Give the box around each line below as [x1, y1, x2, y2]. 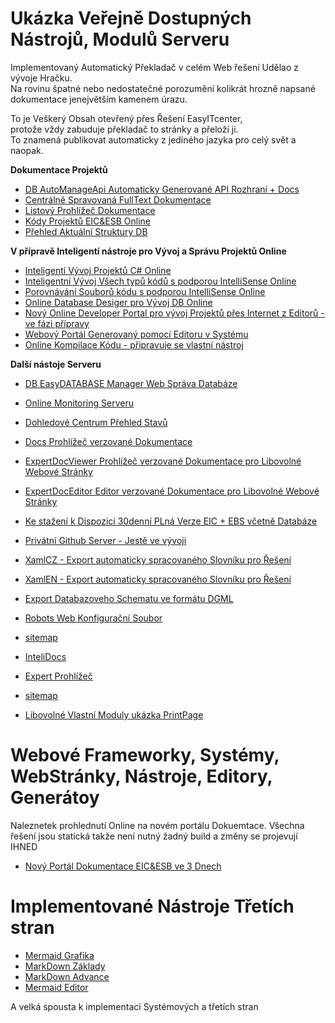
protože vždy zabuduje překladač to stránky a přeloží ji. [10, 123, 239, 135]
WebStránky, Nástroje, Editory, [10, 765, 273, 788]
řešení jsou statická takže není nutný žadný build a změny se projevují [10, 830, 298, 842]
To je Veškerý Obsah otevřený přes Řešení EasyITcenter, [10, 112, 243, 124]
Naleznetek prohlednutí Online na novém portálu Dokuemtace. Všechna [10, 819, 305, 831]
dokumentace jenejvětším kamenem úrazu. [10, 93, 188, 105]
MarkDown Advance [24, 970, 110, 982]
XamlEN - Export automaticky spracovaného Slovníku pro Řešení [24, 573, 292, 585]
